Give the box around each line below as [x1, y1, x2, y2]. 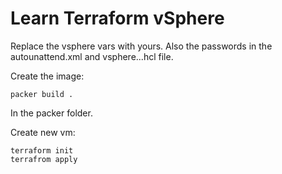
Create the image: [10, 70, 85, 82]
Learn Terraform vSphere [10, 7, 225, 30]
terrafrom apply [10, 154, 78, 164]
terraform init [10, 145, 74, 156]
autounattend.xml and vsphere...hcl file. [10, 50, 174, 62]
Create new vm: [10, 126, 76, 138]
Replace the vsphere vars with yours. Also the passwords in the [10, 40, 273, 52]
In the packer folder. [10, 107, 93, 119]
